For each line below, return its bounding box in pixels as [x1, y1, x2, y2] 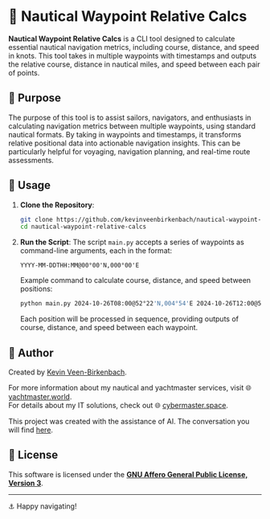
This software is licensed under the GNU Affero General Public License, [8, 469, 248, 479]
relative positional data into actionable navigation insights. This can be [8, 138, 241, 148]
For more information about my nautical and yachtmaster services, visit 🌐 [8, 383, 252, 392]
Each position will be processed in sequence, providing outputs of [19, 314, 239, 324]
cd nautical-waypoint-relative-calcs [19, 223, 147, 231]
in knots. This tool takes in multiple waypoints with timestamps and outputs [8, 51, 257, 60]
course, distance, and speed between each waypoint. [19, 323, 198, 333]
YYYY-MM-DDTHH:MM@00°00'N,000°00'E [19, 261, 140, 270]
